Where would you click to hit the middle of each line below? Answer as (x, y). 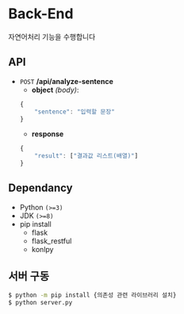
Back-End (41, 14)
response (48, 134)
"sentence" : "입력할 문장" (75, 112)
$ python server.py (40, 302)
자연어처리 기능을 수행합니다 (52, 36)
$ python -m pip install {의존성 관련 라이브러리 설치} (92, 295)
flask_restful (52, 241)
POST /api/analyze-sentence (66, 81)
